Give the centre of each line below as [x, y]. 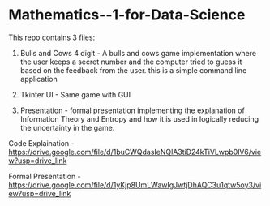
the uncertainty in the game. [67, 127]
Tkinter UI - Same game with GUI [75, 94]
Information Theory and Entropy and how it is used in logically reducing [139, 118]
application [39, 79]
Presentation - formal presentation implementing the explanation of [132, 110]
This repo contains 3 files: [52, 37]
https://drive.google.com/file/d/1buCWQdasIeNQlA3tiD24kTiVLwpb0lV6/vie [135, 152]
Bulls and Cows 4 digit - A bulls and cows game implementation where [138, 53]
